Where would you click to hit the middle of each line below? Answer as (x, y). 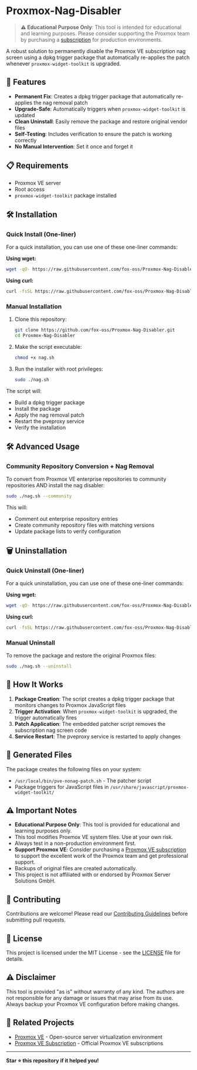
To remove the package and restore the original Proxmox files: (81, 656)
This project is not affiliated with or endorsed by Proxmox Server (93, 875)
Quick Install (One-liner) (41, 234)
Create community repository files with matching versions (84, 525)
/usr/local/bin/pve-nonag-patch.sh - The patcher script (83, 780)
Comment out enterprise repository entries (66, 519)
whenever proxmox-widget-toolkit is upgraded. (64, 64)
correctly (26, 140)
